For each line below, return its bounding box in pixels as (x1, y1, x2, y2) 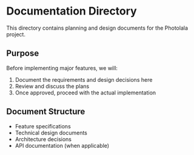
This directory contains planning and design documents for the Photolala (6, 24, 188, 31)
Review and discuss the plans (15, 82, 90, 90)
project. (6, 30, 26, 38)
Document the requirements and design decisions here (15, 76, 153, 83)
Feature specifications (15, 122, 71, 130)
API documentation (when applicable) (15, 142, 110, 149)
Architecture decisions (15, 135, 72, 143)
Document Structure (6, 107, 85, 117)
